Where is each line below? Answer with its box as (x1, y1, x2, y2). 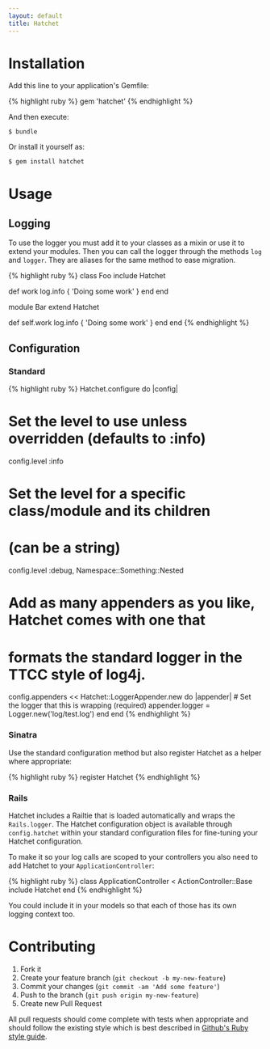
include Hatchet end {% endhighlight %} (8, 885, 143, 895)
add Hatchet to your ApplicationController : (8, 861, 155, 870)
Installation (8, 54, 85, 73)
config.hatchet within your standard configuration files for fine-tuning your (8, 827, 259, 837)
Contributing (8, 937, 96, 956)
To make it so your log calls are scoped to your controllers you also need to (8, 852, 259, 861)
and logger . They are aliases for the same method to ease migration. (8, 256, 236, 265)
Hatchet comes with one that (8, 611, 206, 629)
